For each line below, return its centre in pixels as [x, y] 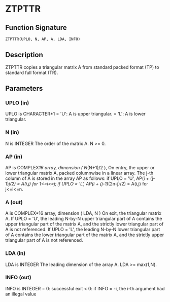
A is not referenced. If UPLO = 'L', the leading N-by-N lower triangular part [83, 230]
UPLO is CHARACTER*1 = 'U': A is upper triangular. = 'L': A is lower [75, 114]
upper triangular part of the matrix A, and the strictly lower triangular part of [84, 224]
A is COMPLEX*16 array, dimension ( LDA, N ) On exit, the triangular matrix [83, 213]
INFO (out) [18, 278]
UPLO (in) [17, 103]
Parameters [24, 88]
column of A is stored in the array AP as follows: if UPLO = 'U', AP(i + [77, 178]
